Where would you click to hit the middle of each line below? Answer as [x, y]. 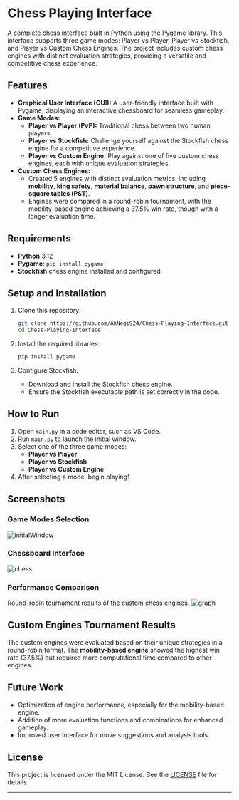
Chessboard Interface [46, 554]
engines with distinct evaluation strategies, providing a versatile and [107, 56]
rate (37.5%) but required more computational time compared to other [110, 658]
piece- [221, 186]
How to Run [33, 414]
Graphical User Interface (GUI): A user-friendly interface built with [116, 103]
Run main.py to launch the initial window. [77, 439]
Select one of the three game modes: [72, 446]
